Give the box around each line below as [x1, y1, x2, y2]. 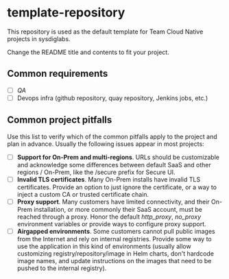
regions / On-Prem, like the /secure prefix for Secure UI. [16, 168, 176, 176]
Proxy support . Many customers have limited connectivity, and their [16, 197, 210, 206]
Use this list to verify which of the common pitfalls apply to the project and [7, 132, 217, 141]
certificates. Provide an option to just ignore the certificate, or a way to [16, 183, 217, 191]
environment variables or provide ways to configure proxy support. [16, 219, 207, 228]
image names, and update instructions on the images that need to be [16, 256, 212, 265]
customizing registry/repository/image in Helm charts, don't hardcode [16, 249, 215, 258]
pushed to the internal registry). [16, 264, 107, 272]
